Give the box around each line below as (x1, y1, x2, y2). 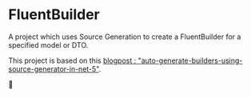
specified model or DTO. (8, 40, 89, 49)
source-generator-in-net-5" (8, 64, 99, 73)
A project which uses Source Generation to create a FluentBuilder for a (8, 32, 241, 41)
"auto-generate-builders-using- (137, 56, 243, 65)
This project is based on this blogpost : (8, 56, 137, 65)
